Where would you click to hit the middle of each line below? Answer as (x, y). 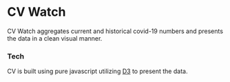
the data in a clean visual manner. (55, 38)
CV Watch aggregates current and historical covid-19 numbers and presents (115, 31)
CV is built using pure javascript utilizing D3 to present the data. (97, 71)
